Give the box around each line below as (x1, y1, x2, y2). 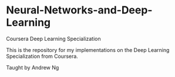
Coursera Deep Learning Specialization (6, 35, 101, 42)
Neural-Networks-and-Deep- (6, 3, 153, 17)
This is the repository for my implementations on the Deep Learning (6, 46, 170, 53)
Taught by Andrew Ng (6, 64, 59, 71)
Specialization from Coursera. (6, 52, 78, 60)
